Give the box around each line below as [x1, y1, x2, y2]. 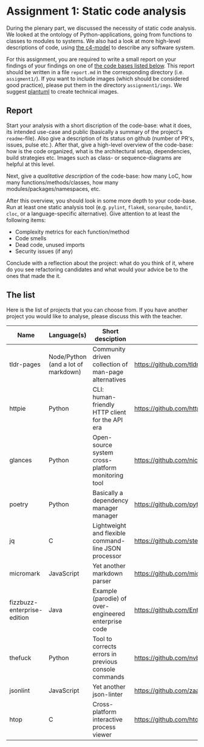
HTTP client [92, 408, 126, 416]
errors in [92, 650, 117, 658]
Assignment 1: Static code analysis [6, 4, 186, 18]
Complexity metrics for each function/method [15, 228, 129, 235]
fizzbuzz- [9, 598, 38, 606]
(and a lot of [48, 360, 84, 369]
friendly [92, 400, 115, 409]
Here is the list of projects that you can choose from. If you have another [6, 306, 188, 313]
